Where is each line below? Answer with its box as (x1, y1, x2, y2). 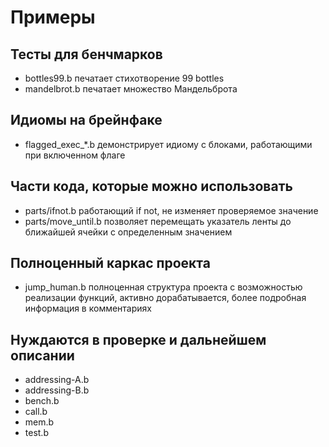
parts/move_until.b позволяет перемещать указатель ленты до (24, 215, 292, 227)
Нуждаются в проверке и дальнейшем (10, 331, 267, 348)
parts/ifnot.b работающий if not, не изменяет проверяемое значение (24, 204, 319, 216)
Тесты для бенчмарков (10, 46, 163, 63)
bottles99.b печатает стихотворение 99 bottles (24, 72, 225, 84)
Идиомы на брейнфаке (10, 112, 163, 129)
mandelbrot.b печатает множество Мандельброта (24, 83, 238, 95)
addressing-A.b (24, 374, 90, 386)
